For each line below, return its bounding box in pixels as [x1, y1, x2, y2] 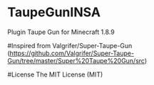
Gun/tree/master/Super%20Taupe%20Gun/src [7, 56, 145, 64]
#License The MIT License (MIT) [7, 70, 103, 79]
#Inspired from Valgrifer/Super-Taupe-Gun [7, 41, 133, 50]
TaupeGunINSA [7, 4, 101, 21]
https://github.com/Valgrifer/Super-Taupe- [9, 49, 134, 57]
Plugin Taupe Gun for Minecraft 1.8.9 [7, 28, 115, 36]
